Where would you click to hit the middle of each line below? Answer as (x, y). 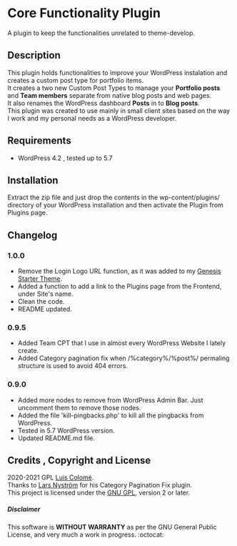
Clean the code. (41, 302)
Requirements (39, 141)
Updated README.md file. (56, 438)
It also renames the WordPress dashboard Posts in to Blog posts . (104, 103)
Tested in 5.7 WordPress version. (66, 430)
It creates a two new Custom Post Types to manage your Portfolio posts (114, 88)
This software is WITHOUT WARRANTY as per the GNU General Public (112, 527)
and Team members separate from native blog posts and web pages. (110, 95)
